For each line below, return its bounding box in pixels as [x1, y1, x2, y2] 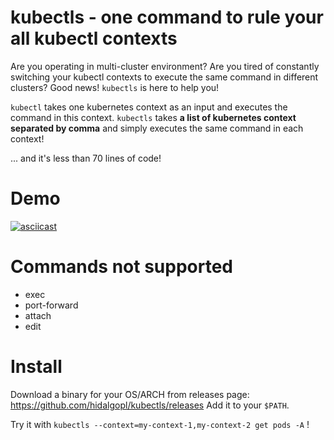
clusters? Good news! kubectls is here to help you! [10, 81, 220, 93]
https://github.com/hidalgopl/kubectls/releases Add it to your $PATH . [10, 399, 290, 411]
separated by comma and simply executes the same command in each [10, 122, 304, 134]
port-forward [24, 299, 79, 311]
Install [10, 356, 63, 378]
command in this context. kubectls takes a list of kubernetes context [10, 111, 297, 123]
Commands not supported [10, 256, 233, 278]
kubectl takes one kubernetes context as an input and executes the [10, 101, 288, 113]
